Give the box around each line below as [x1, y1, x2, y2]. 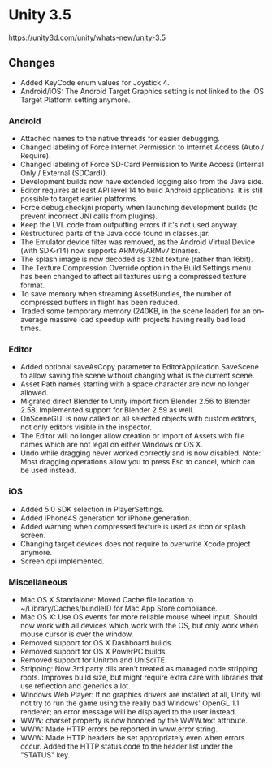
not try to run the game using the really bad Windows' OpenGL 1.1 [19, 698, 240, 708]
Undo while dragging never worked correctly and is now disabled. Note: [19, 448, 261, 458]
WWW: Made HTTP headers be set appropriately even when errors [19, 732, 245, 742]
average [19, 315, 49, 325]
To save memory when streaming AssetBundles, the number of [19, 289, 231, 299]
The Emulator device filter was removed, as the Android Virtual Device [19, 237, 256, 247]
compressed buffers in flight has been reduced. [19, 298, 180, 308]
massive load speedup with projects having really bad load [50, 315, 246, 325]
